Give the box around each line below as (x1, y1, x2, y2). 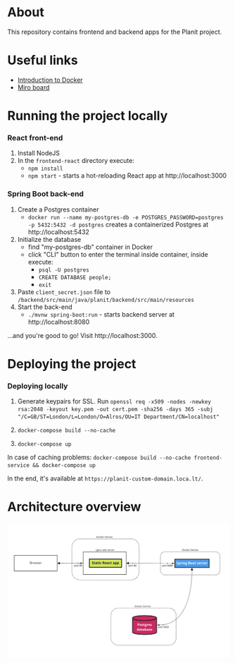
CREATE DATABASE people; (38, 274, 112, 281)
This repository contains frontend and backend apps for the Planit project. (7, 28, 222, 36)
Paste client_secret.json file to (17, 287, 111, 296)
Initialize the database (17, 235, 82, 243)
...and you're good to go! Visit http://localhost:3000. (7, 331, 158, 339)
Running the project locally (7, 108, 168, 124)
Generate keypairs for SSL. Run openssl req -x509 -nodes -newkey (17, 397, 212, 406)
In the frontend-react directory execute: (17, 157, 135, 165)
